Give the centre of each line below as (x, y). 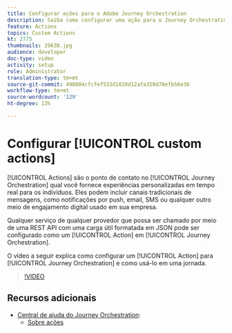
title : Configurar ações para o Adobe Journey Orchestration (97, 13)
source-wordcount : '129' (43, 97)
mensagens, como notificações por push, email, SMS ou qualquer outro (109, 199)
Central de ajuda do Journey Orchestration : (79, 314)
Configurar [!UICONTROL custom (105, 144)
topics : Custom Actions (41, 33)
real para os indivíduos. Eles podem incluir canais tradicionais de (99, 192)
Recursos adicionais (52, 298)
